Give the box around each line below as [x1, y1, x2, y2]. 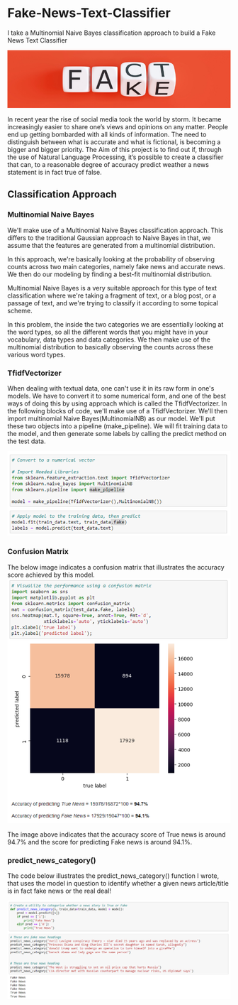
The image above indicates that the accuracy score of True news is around [7, 830, 226, 839]
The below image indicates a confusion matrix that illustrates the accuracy [7, 563, 225, 571]
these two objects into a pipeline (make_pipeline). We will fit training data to [7, 421, 228, 430]
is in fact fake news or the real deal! [7, 886, 112, 896]
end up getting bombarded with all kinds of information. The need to [7, 130, 207, 138]
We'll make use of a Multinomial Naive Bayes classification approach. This [7, 226, 224, 234]
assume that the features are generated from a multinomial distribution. [7, 241, 215, 249]
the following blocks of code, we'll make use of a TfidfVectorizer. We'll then [7, 406, 228, 415]
